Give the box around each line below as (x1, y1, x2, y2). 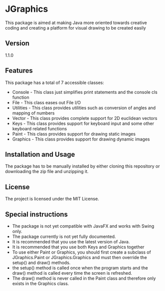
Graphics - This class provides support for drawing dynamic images (12, 136, 150, 142)
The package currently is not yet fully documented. (12, 233, 116, 239)
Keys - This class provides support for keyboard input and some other (12, 120, 154, 126)
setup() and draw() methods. (12, 260, 71, 265)
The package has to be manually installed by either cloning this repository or (5, 163, 160, 169)
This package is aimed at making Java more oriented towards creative (5, 20, 147, 26)
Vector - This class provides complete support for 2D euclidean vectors (12, 115, 158, 121)
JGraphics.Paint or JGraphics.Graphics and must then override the (12, 255, 147, 260)
